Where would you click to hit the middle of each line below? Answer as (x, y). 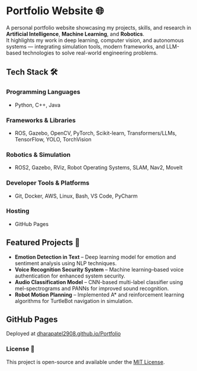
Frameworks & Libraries (41, 120)
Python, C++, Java (38, 105)
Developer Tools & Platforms (48, 183)
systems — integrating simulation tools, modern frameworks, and (86, 46)
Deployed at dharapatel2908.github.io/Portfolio (64, 334)
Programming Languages (43, 92)
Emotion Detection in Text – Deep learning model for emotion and (95, 257)
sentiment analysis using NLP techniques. (66, 263)
